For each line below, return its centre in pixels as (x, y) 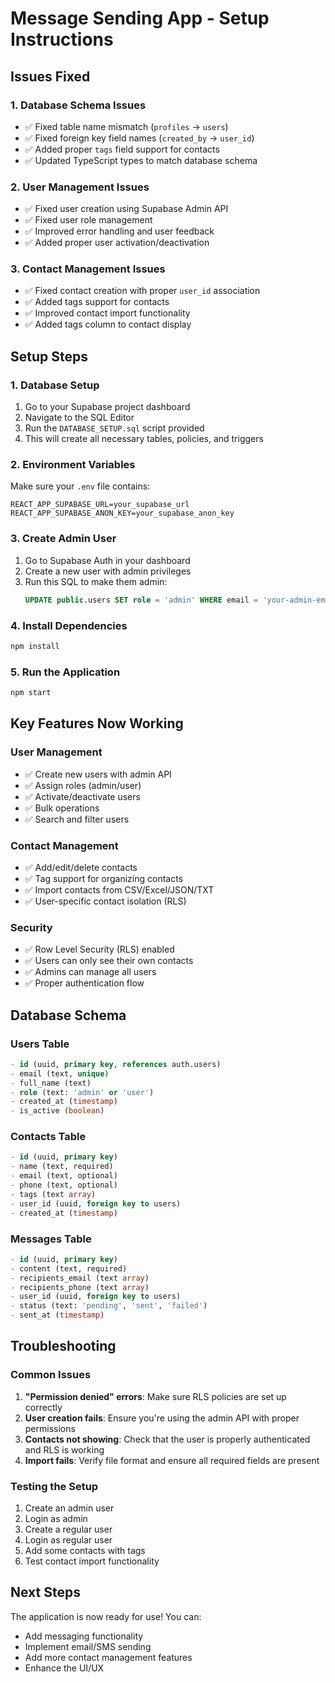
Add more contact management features (108, 1657)
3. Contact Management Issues (88, 269)
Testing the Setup (54, 1486)
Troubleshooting (63, 1346)
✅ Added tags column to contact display (108, 324)
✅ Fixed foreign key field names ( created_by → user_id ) (139, 138)
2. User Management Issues (80, 187)
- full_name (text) (51, 1083)
